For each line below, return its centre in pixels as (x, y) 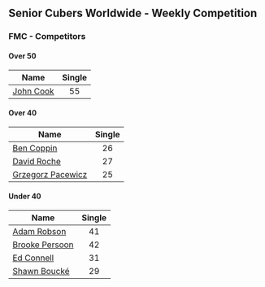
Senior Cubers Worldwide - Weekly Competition (133, 13)
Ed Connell (33, 258)
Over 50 (22, 55)
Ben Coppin (35, 148)
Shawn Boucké (41, 271)
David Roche (37, 161)
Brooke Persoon (43, 245)
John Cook (33, 91)
